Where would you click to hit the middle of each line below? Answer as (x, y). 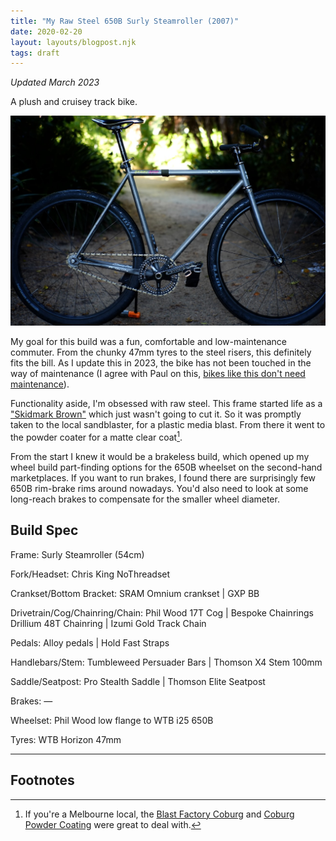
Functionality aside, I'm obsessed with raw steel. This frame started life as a (166, 404)
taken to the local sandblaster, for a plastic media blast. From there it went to (168, 425)
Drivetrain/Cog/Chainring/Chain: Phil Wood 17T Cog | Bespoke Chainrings (162, 612)
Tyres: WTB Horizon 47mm (66, 739)
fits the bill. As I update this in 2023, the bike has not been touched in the (161, 363)
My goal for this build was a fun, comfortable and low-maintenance (148, 342)
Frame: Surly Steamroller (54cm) (77, 554)
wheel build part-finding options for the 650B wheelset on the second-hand (166, 467)
